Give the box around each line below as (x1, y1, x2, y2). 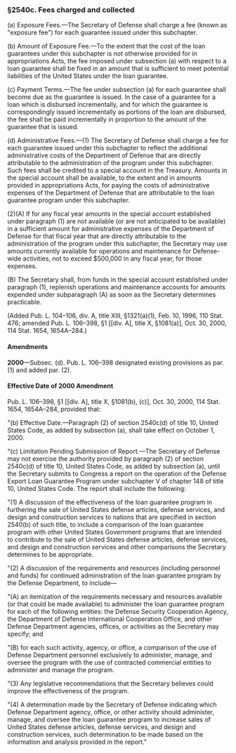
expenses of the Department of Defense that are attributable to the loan (7, 188, 215, 197)
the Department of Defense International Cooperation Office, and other (7, 615, 213, 623)
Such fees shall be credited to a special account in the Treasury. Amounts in (7, 166, 228, 175)
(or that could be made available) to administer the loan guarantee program (7, 599, 225, 608)
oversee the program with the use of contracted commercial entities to (7, 658, 212, 667)
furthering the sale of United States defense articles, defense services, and (7, 505, 225, 513)
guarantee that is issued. (7, 123, 79, 131)
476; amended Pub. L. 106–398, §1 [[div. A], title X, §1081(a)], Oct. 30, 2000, (7, 319, 227, 327)
